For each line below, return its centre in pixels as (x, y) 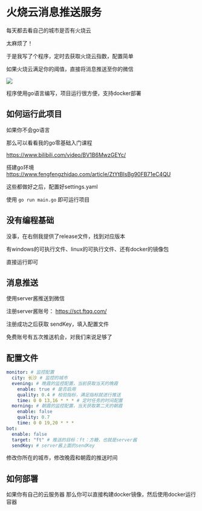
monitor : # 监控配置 (30, 372)
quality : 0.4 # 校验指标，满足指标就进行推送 (69, 395)
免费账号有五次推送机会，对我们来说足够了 (59, 337)
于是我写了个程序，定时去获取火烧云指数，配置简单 (70, 56)
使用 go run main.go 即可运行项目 (48, 199)
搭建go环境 (20, 167)
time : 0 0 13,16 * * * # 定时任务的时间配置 (70, 400)
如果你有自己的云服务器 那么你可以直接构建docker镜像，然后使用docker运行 (101, 495)
